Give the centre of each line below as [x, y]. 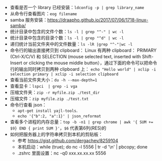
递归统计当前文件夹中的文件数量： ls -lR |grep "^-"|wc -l [71, 44]
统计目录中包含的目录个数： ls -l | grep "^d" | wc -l [67, 38]
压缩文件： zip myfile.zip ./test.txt [49, 99]
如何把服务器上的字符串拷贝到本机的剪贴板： [56, 134]
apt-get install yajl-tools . [48, 110]
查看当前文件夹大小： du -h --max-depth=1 [53, 80]
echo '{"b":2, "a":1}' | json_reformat [59, 116]
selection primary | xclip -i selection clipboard [64, 74]
